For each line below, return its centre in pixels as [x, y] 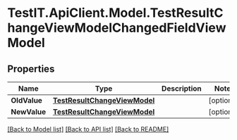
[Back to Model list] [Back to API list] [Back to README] [88, 129]
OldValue [26, 100]
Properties [31, 69]
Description [182, 88]
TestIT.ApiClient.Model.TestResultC [115, 13]
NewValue [29, 112]
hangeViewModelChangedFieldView [117, 28]
